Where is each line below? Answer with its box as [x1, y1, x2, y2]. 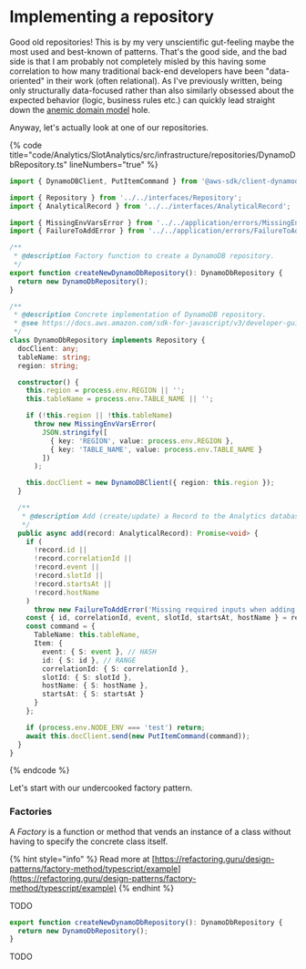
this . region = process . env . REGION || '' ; [25, 386, 185, 396]
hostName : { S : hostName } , [42, 681, 148, 690]
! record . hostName [33, 588, 100, 597]
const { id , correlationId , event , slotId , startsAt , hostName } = [25, 613, 287, 623]
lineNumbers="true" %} [69, 159, 158, 170]
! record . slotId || [33, 572, 104, 581]
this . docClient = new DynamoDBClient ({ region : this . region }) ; [25, 479, 275, 488]
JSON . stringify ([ [42, 428, 107, 437]
